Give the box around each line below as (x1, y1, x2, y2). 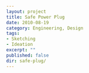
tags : (6, 31, 20, 36)
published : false (6, 52, 49, 58)
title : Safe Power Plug (6, 14, 65, 20)
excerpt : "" (6, 47, 36, 53)
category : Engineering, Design (6, 25, 84, 31)
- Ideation (6, 42, 33, 48)
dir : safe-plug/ (6, 58, 46, 64)
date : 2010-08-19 (6, 19, 49, 25)
